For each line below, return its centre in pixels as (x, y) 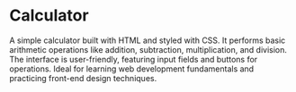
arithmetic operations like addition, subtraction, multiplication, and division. (148, 49)
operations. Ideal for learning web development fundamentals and (132, 69)
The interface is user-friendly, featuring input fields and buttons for (134, 59)
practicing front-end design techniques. (83, 78)
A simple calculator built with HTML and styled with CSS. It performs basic (148, 40)
